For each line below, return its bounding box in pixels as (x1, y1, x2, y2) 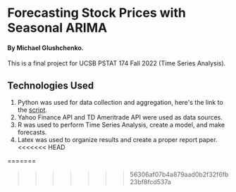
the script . (17, 105, 48, 114)
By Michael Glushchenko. (7, 44, 85, 52)
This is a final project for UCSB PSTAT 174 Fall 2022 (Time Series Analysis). (7, 59, 226, 68)
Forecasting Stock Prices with (7, 5, 187, 21)
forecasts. (17, 128, 47, 136)
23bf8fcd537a (130, 178, 171, 186)
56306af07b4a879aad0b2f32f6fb (130, 170, 229, 179)
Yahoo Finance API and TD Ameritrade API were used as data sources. (17, 113, 223, 122)
